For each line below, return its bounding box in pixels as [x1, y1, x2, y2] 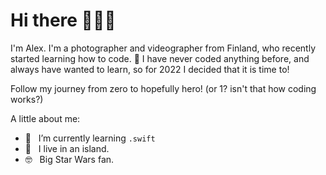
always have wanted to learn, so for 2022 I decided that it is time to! [10, 63, 290, 75]
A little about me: [10, 112, 81, 124]
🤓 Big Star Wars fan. [24, 153, 115, 165]
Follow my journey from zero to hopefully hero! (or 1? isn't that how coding [10, 82, 317, 94]
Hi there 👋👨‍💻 [10, 9, 117, 32]
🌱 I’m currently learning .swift [24, 132, 156, 144]
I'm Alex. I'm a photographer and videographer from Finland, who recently [10, 42, 317, 54]
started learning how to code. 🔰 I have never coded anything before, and [10, 52, 310, 64]
